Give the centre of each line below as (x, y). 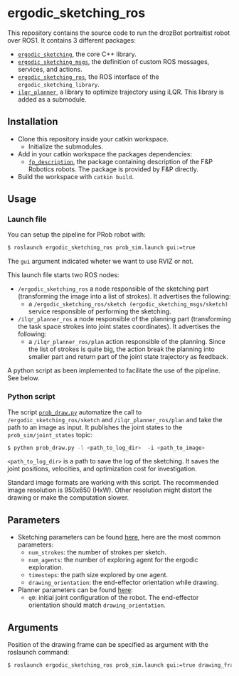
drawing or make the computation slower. (68, 498)
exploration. (46, 567)
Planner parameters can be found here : (75, 590)
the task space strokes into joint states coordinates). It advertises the (119, 327)
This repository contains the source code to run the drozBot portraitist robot (119, 33)
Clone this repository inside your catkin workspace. (93, 139)
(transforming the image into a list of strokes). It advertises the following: (124, 296)
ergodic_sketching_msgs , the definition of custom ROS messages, (113, 61)
